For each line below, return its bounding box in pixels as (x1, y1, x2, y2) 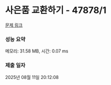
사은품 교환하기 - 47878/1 (5, 4, 106, 16)
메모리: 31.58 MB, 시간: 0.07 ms (5, 48, 68, 54)
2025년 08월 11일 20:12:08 (5, 74, 59, 80)
